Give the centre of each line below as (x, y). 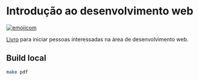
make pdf (17, 72)
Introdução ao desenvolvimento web (100, 11)
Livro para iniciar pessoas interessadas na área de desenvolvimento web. (97, 39)
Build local (26, 58)
